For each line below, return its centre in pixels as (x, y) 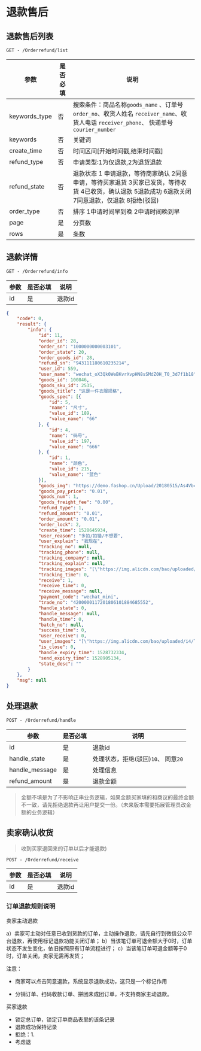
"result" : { (32, 324)
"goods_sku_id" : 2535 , (66, 385)
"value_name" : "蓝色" (75, 474)
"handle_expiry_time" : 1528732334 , (83, 652)
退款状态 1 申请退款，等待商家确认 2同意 (130, 173)
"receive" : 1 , (56, 580)
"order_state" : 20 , (62, 352)
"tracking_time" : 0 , (64, 575)
